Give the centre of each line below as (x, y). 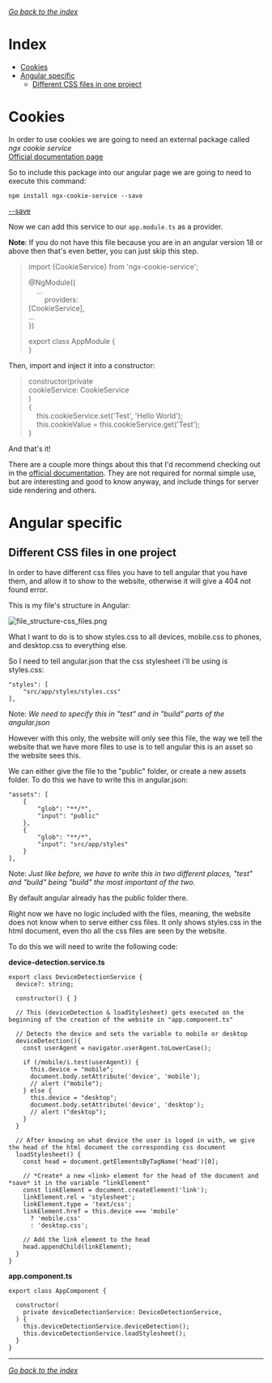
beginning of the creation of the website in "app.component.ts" (121, 1020)
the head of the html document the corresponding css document (117, 1147)
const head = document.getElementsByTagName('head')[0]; (121, 1162)
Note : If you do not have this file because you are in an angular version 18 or (136, 242)
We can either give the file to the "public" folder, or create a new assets (127, 771)
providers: (61, 299)
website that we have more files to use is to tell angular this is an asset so (131, 746)
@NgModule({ (52, 282)
